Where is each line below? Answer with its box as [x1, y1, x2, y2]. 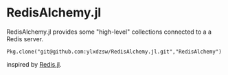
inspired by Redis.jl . [6, 60, 62, 68]
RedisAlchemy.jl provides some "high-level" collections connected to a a [6, 28, 212, 36]
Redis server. [6, 34, 44, 43]
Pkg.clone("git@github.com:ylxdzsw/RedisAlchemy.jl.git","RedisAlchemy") [6, 48, 223, 55]
